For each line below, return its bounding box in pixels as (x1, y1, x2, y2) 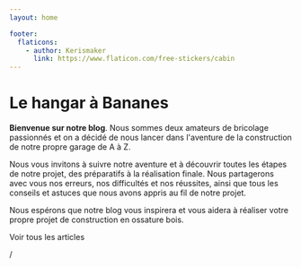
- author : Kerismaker (25, 46, 106, 55)
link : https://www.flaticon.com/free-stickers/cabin (32, 55, 235, 64)
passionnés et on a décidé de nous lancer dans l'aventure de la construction (9, 132, 292, 143)
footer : (9, 29, 39, 39)
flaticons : (17, 38, 58, 47)
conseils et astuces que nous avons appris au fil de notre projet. (9, 187, 247, 198)
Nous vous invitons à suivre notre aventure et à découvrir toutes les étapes (9, 159, 288, 170)
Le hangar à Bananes (9, 93, 169, 113)
